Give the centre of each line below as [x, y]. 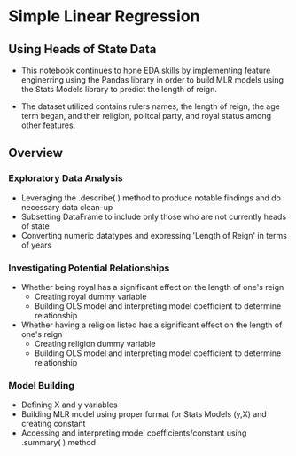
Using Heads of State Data [82, 49]
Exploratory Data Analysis [66, 178]
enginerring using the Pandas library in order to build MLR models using [152, 80]
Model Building [41, 385]
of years [36, 245]
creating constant [53, 424]
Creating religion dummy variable [95, 343]
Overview [36, 153]
